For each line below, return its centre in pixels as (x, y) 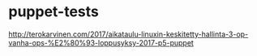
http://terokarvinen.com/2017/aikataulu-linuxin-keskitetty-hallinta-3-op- (128, 34)
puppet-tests (54, 12)
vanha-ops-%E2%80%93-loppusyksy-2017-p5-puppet (101, 42)
